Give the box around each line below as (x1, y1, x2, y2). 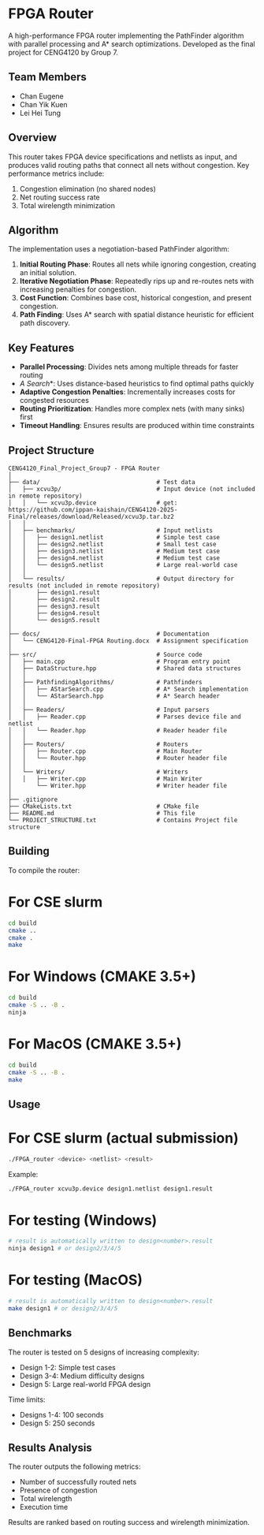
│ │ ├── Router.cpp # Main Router (8, 747, 203, 755)
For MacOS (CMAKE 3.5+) (8, 1035, 182, 1053)
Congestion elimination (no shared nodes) (19, 184, 156, 193)
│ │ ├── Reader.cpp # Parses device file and (8, 713, 242, 721)
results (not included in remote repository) (8, 582, 160, 590)
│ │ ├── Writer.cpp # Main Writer (8, 775, 203, 783)
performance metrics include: (8, 169, 105, 178)
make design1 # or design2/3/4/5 (8, 1304, 118, 1313)
